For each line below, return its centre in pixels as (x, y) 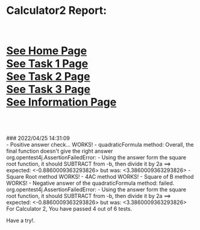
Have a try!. (20, 220)
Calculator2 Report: (57, 11)
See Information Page (61, 102)
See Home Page (47, 51)
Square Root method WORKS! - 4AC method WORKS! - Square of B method (100, 177)
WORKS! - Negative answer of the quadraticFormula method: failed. (90, 183)
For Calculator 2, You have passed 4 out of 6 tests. (69, 209)
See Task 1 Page (47, 64)
